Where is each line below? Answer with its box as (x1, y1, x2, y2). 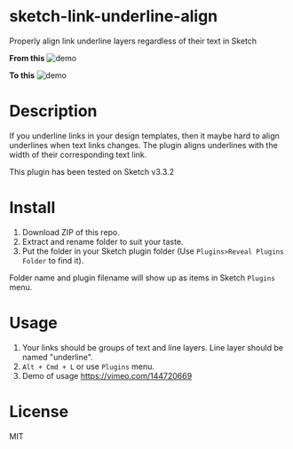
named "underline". (21, 351, 93, 362)
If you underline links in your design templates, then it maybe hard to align (9, 130, 280, 141)
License (9, 401, 69, 421)
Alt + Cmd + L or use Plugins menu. (21, 361, 155, 372)
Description (9, 101, 98, 122)
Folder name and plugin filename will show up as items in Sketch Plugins (9, 272, 275, 283)
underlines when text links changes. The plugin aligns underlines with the (9, 139, 278, 150)
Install (9, 198, 56, 218)
